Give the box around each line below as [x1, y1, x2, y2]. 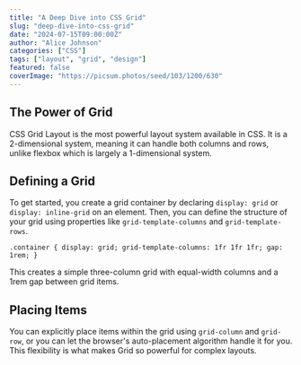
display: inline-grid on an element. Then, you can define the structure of [9, 207, 288, 218]
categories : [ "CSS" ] [9, 47, 87, 56]
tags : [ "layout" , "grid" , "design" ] [9, 55, 146, 64]
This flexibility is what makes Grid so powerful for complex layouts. [9, 345, 258, 356]
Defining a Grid [9, 173, 96, 188]
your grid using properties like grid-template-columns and [9, 216, 224, 227]
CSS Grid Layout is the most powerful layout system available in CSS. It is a [9, 128, 288, 139]
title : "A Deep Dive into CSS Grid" [9, 13, 146, 22]
